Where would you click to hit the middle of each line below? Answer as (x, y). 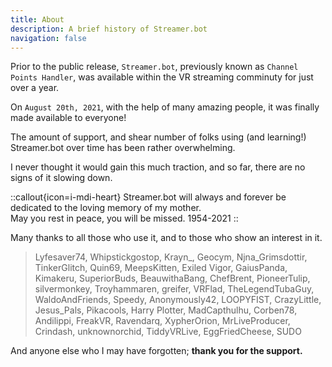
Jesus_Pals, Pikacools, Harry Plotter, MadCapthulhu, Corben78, (166, 310)
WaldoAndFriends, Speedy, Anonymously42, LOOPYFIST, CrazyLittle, (178, 300)
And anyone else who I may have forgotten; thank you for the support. (156, 351)
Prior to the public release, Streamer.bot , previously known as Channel (154, 67)
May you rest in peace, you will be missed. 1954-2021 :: (124, 218)
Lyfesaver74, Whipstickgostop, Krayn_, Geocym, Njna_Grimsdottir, (171, 257)
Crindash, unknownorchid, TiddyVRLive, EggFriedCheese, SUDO (168, 332)
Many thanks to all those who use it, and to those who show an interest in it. (166, 238)
